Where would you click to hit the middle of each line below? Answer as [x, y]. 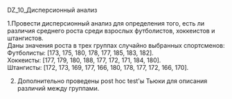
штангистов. [25, 38]
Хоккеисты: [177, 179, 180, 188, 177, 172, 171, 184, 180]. [84, 60]
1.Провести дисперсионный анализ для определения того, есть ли [106, 23]
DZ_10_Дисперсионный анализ [52, 10]
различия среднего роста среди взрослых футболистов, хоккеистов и [111, 31]
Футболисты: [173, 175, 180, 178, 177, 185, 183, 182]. [80, 53]
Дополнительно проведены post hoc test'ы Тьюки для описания [112, 81]
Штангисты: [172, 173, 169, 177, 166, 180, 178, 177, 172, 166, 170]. [98, 67]
